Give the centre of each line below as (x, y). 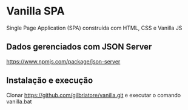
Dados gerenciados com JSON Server (79, 47)
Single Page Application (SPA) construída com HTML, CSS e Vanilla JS (94, 28)
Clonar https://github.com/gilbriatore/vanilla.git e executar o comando (94, 95)
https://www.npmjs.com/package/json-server (63, 61)
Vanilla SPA (35, 11)
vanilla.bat (19, 102)
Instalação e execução (50, 81)
